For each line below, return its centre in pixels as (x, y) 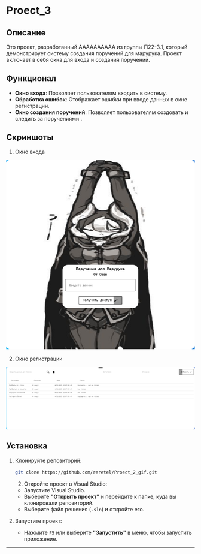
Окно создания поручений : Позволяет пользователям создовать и (101, 112)
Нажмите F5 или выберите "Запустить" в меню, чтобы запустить (108, 532)
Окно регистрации (39, 359)
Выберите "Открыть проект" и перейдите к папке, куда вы (100, 496)
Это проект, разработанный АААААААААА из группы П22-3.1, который (97, 47)
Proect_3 (29, 10)
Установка (27, 446)
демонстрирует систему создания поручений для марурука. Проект (94, 53)
